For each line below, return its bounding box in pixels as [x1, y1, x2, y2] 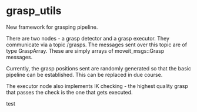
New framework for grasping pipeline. [6, 23, 98, 30]
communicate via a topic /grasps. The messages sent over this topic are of [6, 41, 187, 48]
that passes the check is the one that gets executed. [6, 89, 133, 96]
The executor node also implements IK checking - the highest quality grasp [6, 82, 188, 89]
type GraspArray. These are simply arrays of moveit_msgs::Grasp [6, 47, 165, 54]
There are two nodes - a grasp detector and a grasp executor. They [6, 35, 169, 42]
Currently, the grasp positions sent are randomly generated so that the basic [6, 65, 191, 72]
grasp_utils [6, 4, 62, 18]
